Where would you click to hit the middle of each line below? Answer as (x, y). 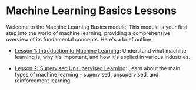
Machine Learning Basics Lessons (91, 11)
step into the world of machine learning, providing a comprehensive (88, 33)
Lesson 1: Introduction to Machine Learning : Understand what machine (100, 50)
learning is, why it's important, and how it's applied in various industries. (102, 57)
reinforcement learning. (43, 81)
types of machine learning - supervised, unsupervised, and (87, 74)
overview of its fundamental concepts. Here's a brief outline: (79, 39)
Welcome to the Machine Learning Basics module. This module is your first (97, 27)
